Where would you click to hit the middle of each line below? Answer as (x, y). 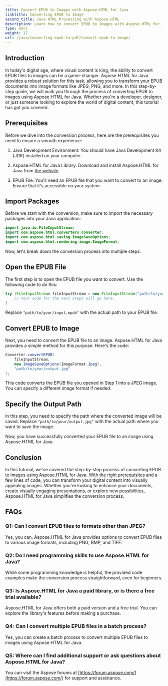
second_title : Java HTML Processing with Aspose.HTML (62, 19)
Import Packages (32, 201)
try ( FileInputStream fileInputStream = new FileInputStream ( (71, 293)
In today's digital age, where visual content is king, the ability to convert (79, 70)
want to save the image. (30, 427)
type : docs (16, 29)
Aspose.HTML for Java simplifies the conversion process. (65, 496)
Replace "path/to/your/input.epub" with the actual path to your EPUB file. (82, 312)
